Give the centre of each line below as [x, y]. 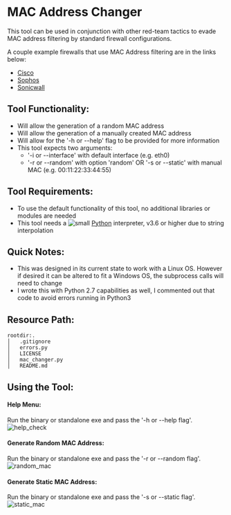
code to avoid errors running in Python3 [74, 298]
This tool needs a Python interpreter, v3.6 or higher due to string [121, 223]
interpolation [35, 230]
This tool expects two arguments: [65, 148]
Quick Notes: [36, 252]
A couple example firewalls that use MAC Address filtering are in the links [112, 52]
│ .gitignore [29, 342]
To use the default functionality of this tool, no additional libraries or [114, 208]
